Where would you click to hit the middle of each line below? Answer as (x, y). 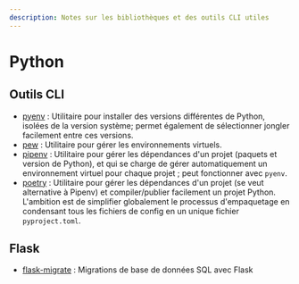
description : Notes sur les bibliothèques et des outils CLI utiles (139, 17)
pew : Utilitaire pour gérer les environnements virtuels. (122, 145)
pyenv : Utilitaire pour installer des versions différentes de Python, (144, 116)
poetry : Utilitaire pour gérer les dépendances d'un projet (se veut (143, 182)
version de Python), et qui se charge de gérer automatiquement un (145, 163)
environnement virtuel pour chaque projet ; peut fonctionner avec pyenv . (154, 173)
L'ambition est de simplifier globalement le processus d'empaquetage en (156, 201)
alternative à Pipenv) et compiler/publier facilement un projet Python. (149, 192)
